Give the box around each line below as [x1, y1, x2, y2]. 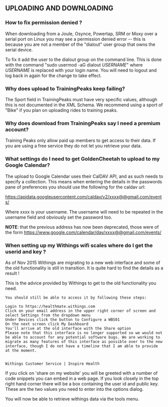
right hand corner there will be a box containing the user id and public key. [5, 380, 159, 387]
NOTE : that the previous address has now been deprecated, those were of [5, 224, 159, 230]
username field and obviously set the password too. [5, 214, 113, 220]
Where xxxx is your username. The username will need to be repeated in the [5, 209, 163, 215]
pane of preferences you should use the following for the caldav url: [5, 184, 145, 190]
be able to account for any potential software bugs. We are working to [5, 334, 160, 340]
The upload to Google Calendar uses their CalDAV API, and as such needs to [5, 173, 163, 179]
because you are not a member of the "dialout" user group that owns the [5, 41, 155, 47]
